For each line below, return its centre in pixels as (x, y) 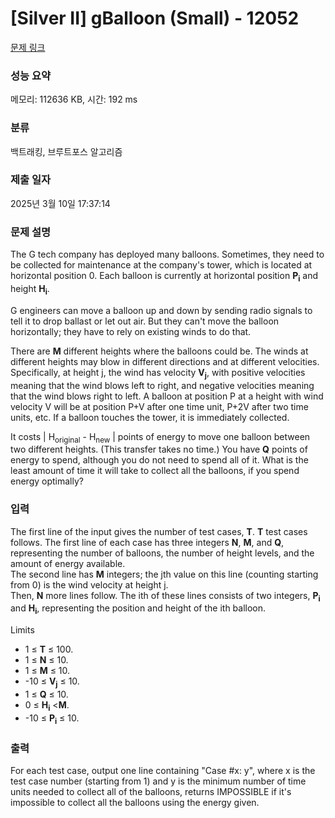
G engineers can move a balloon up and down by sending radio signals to (161, 310)
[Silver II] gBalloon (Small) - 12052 (155, 18)
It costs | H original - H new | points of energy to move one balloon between (160, 437)
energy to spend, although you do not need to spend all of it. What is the (159, 460)
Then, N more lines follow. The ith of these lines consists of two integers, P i (165, 596)
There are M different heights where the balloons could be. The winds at (159, 351)
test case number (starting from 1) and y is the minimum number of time (158, 781)
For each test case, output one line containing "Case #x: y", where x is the (163, 770)
